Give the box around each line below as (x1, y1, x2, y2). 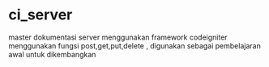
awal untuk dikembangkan (8, 49, 96, 59)
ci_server (8, 6, 73, 24)
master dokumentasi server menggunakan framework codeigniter (8, 32, 228, 42)
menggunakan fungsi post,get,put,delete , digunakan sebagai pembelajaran (8, 40, 261, 50)
